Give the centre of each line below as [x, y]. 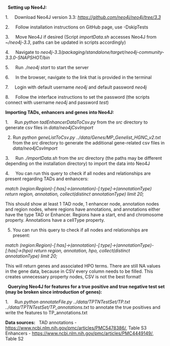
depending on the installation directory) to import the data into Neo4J [78, 163]
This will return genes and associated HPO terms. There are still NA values [83, 266]
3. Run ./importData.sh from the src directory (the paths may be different [83, 158]
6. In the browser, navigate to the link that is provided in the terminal [78, 77]
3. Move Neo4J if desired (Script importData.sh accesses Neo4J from [81, 37]
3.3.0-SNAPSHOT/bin [28, 57]
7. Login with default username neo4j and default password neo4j [76, 87]
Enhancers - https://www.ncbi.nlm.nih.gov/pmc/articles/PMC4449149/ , [79, 333]
